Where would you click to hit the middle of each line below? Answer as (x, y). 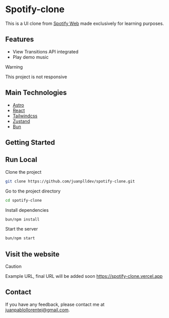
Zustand (21, 121)
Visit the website (32, 254)
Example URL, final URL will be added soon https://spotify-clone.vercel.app (84, 276)
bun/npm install (22, 219)
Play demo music (31, 57)
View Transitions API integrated (45, 51)
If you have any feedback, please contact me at (55, 304)
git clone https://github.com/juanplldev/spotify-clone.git (70, 181)
